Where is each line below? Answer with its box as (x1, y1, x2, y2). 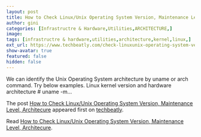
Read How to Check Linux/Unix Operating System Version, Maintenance (6, 117, 184, 124)
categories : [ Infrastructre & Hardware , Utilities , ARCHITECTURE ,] (6, 25, 172, 32)
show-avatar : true (6, 48, 52, 54)
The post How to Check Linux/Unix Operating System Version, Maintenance (6, 99, 193, 106)
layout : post (6, 8, 39, 15)
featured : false (6, 53, 47, 59)
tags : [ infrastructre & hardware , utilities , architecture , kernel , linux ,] (6, 36, 191, 42)
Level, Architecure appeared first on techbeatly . (6, 106, 124, 113)
